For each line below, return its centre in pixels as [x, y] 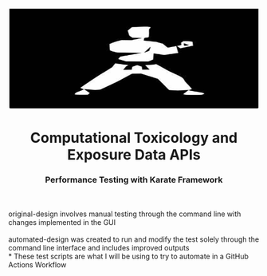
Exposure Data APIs [134, 155]
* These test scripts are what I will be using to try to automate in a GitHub [129, 256]
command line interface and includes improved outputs [99, 248]
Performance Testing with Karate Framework [134, 180]
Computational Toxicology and [134, 138]
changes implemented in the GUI [62, 223]
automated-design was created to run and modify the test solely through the [134, 239]
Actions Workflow [37, 265]
